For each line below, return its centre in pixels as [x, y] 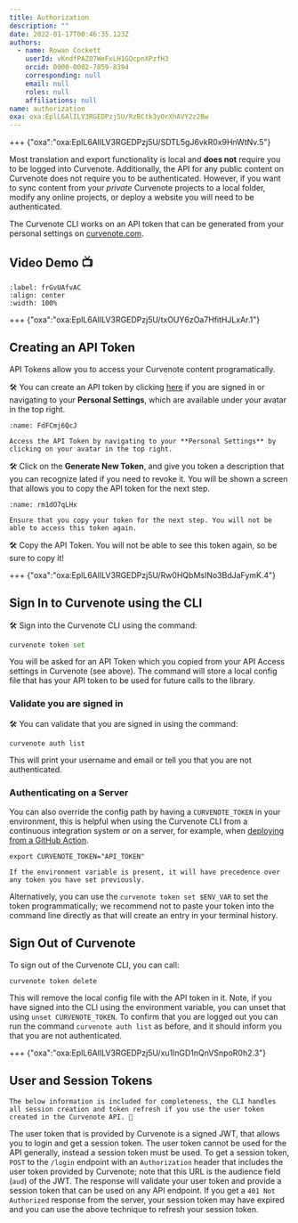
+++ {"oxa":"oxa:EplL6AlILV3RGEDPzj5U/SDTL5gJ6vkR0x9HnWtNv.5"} [140, 143]
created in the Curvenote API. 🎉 [71, 1117]
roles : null [47, 92]
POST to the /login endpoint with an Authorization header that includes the [146, 1162]
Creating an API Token [72, 348]
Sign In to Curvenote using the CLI [106, 603]
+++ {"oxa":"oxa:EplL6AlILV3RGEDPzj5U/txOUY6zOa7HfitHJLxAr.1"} [135, 319]
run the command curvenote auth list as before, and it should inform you [146, 1026]
